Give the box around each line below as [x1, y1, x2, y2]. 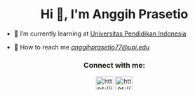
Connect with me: [83, 60, 146, 70]
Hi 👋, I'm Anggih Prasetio [40, 6, 189, 22]
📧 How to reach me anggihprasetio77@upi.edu [13, 43, 150, 51]
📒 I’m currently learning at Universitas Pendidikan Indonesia [13, 29, 187, 38]
